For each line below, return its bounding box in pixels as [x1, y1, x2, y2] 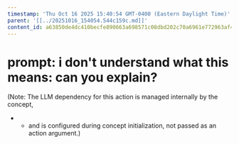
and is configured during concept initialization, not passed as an [28, 121, 217, 130]
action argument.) [28, 129, 81, 138]
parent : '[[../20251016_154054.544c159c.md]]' [7, 17, 148, 24]
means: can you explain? [7, 69, 158, 85]
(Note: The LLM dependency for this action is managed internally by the [7, 93, 218, 101]
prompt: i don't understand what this [7, 54, 229, 70]
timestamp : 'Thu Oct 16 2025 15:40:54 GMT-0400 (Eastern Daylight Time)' [7, 10, 231, 18]
